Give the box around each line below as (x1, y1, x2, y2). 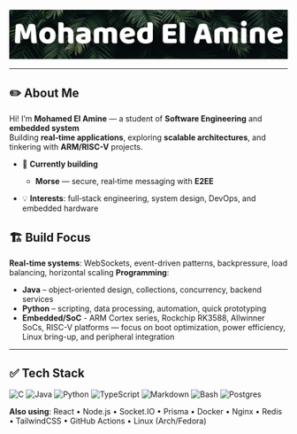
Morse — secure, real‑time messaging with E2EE (34, 176, 214, 187)
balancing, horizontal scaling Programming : (9, 267, 170, 278)
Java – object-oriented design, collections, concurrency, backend (21, 284, 263, 295)
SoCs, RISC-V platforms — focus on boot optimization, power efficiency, (21, 322, 286, 333)
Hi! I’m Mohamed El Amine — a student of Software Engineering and (9, 113, 263, 124)
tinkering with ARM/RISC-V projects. (9, 142, 143, 152)
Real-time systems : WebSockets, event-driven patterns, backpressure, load (9, 258, 288, 268)
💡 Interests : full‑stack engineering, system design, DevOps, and (21, 193, 256, 204)
